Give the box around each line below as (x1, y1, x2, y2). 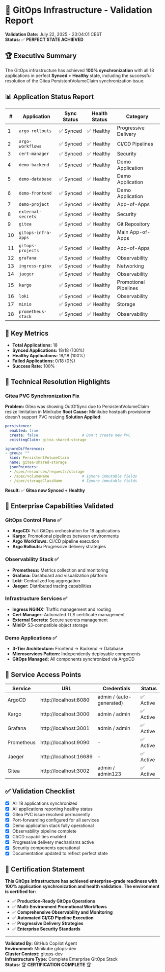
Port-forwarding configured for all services (12, 817, 99, 823)
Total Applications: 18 (12, 342, 58, 348)
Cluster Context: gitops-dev (5, 951, 63, 957)
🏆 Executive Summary (5, 52, 77, 60)
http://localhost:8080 (40, 696, 90, 703)
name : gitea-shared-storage (9, 460, 67, 465)
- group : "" (5, 451, 29, 456)
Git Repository (117, 221, 150, 227)
